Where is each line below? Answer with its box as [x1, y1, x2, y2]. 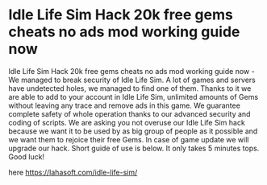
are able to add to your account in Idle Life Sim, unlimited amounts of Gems [8, 92, 259, 101]
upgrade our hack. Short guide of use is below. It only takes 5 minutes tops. [8, 143, 260, 153]
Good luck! [8, 151, 45, 162]
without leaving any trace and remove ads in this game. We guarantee [8, 101, 240, 110]
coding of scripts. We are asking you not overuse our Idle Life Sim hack [8, 117, 246, 127]
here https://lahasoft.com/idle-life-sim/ [8, 167, 138, 177]
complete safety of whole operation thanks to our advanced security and [8, 109, 251, 118]
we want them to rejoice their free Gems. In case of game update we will [8, 134, 249, 144]
